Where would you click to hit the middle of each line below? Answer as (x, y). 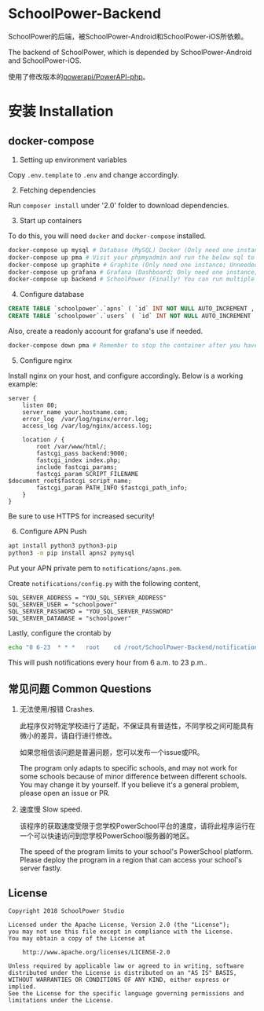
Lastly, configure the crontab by (60, 632)
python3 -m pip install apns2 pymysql (71, 553)
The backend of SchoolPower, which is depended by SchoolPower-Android (130, 52)
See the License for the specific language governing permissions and (126, 994)
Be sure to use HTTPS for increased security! (81, 516)
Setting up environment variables (73, 159)
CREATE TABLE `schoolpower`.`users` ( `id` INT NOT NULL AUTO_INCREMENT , (133, 316)
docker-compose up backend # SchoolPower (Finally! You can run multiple (132, 280)
